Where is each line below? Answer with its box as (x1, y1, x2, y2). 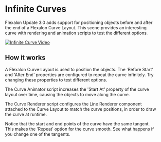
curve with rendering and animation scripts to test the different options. (5, 30, 148, 36)
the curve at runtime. (5, 111, 47, 117)
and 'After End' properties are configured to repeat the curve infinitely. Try (5, 72, 154, 78)
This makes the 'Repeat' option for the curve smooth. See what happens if (5, 126, 154, 132)
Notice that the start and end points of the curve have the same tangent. (5, 121, 150, 126)
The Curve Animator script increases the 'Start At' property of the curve (5, 86, 149, 92)
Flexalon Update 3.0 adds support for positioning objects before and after (5, 20, 153, 25)
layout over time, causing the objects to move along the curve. (5, 91, 130, 97)
